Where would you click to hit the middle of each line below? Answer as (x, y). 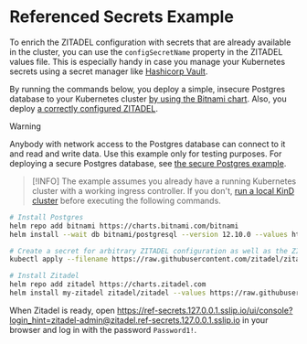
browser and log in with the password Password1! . (103, 329)
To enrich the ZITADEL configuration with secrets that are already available (150, 42)
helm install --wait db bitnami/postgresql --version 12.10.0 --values (148, 234)
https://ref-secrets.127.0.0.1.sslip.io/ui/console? (205, 310)
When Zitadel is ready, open (63, 310)
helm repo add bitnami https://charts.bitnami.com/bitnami (124, 226)
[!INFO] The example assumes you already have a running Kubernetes (164, 181)
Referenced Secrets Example (122, 17)
